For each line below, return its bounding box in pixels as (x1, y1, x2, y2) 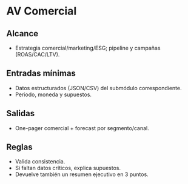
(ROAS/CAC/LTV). (15, 51, 60, 58)
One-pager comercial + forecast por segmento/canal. (15, 124, 150, 131)
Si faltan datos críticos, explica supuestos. (15, 165, 121, 172)
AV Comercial (6, 4, 77, 18)
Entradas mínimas (6, 68, 76, 79)
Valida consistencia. (15, 158, 65, 165)
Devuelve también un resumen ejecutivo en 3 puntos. (15, 171, 149, 178)
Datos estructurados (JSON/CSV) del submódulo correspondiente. (15, 84, 182, 91)
